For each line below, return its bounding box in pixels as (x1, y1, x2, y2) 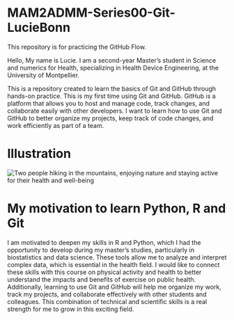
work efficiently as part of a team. (7, 121, 104, 129)
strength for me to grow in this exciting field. (7, 305, 134, 313)
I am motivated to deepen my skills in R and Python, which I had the (7, 238, 201, 246)
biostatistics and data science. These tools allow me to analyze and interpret (7, 253, 227, 262)
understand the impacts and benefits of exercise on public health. (7, 275, 196, 283)
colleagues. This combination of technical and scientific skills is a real (7, 297, 208, 305)
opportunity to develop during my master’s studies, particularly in (7, 246, 195, 254)
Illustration (7, 146, 72, 161)
